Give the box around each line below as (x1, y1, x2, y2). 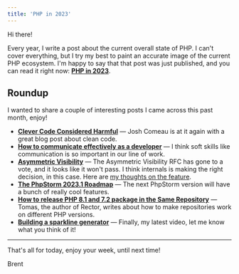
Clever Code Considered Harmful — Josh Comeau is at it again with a (17, 127, 225, 136)
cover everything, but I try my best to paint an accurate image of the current (7, 51, 230, 60)
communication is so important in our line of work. (17, 150, 166, 159)
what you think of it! (17, 226, 76, 234)
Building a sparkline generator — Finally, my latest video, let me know (17, 218, 225, 226)
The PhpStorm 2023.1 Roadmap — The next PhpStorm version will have (17, 180, 230, 189)
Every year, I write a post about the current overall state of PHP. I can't (7, 43, 214, 52)
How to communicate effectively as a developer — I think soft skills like (17, 142, 230, 151)
